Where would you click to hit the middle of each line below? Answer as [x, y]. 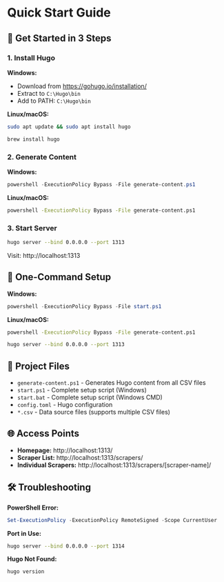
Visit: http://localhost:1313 [44, 255]
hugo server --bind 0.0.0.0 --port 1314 [66, 546]
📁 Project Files [39, 366]
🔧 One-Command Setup [59, 277]
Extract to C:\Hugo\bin [49, 93]
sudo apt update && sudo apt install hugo [69, 127]
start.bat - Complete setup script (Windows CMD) [90, 397]
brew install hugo [33, 139]
